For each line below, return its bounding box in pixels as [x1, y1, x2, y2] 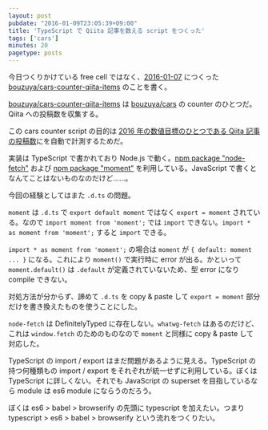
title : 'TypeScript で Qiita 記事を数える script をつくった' [8, 26, 206, 34]
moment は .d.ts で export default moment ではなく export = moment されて [8, 208, 254, 217]
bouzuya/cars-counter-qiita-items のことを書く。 [8, 82, 172, 91]
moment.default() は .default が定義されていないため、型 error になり [8, 265, 240, 274]
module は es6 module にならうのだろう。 [17, 386, 156, 396]
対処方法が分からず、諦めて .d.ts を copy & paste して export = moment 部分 [8, 292, 261, 301]
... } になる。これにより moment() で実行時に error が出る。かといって [8, 254, 242, 264]
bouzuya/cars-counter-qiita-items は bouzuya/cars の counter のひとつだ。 [8, 99, 257, 108]
